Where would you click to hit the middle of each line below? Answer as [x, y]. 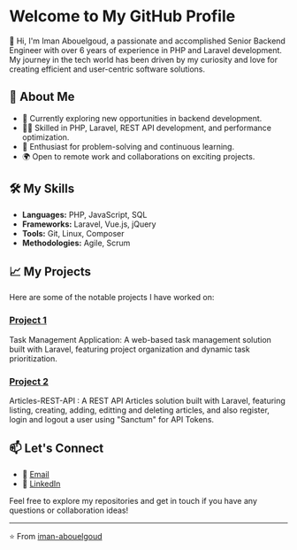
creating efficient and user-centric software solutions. [107, 69]
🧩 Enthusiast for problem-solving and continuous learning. [128, 146]
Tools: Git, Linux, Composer [73, 233]
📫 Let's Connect [57, 449]
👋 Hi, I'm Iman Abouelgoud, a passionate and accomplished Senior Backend [147, 41]
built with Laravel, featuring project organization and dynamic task [129, 349]
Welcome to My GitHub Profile [122, 16]
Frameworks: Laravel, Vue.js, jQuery [89, 224]
